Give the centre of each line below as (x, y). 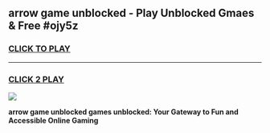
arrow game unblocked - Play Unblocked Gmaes (131, 13)
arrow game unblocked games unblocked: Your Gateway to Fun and (123, 111)
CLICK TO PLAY (39, 49)
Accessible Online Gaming (53, 120)
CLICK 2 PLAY (36, 79)
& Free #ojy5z (43, 26)
